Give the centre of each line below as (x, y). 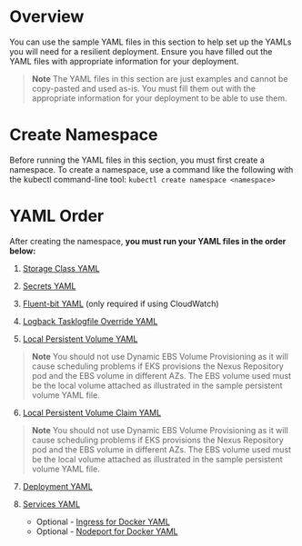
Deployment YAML (57, 486)
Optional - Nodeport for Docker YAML (107, 531)
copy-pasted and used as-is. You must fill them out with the (144, 88)
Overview (47, 17)
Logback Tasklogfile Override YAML (90, 321)
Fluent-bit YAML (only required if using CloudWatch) (121, 303)
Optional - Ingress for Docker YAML (103, 521)
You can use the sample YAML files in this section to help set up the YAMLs (151, 42)
